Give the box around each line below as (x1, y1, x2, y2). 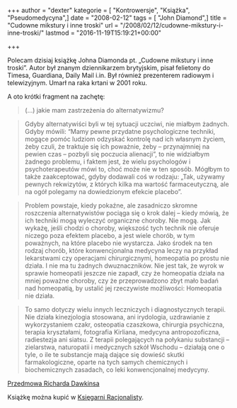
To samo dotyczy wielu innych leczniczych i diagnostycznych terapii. (24, 305, 226, 314)
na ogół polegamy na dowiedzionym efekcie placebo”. (24, 188, 183, 195)
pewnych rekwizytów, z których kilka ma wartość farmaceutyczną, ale (24, 180, 229, 188)
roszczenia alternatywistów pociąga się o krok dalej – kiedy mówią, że (24, 209, 229, 217)
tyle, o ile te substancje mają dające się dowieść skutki (24, 351, 185, 358)
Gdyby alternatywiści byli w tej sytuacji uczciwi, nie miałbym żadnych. (24, 120, 230, 128)
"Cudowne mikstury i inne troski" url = (7, 21, 119, 29)
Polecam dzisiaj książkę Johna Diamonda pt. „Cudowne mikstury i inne (7, 56, 214, 64)
